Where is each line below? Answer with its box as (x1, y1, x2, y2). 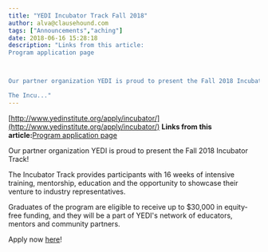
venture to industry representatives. (8, 187, 126, 196)
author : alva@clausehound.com (8, 19, 109, 27)
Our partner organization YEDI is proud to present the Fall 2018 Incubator (8, 145, 249, 156)
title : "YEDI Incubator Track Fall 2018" (8, 11, 148, 20)
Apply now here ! (8, 234, 62, 244)
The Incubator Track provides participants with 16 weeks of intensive (8, 169, 235, 179)
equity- (224, 202, 249, 211)
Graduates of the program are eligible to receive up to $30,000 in (8, 202, 223, 211)
